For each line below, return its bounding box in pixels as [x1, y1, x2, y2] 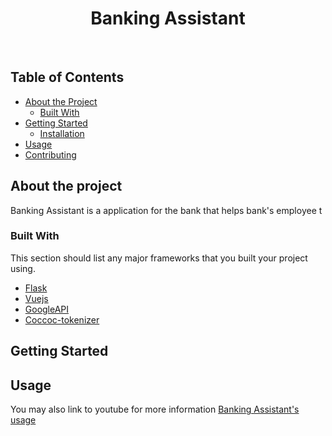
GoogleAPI [24, 303, 70, 315]
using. [10, 262, 36, 274]
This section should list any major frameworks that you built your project [10, 252, 308, 264]
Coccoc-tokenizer [24, 313, 100, 326]
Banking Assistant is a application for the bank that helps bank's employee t [10, 204, 323, 216]
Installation [39, 127, 85, 139]
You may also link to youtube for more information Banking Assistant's [10, 403, 300, 416]
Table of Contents [10, 69, 125, 86]
